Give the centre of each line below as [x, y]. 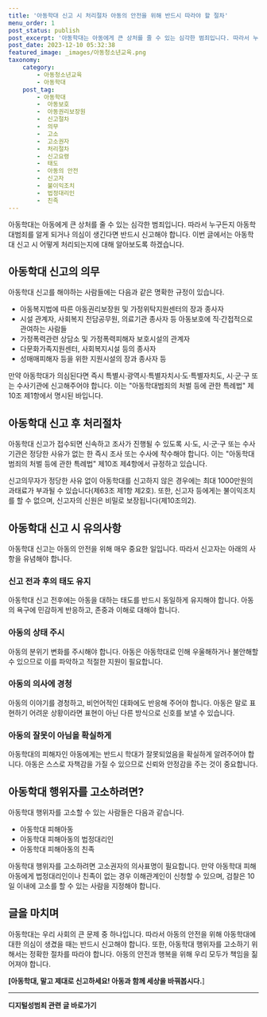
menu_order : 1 [32, 23]
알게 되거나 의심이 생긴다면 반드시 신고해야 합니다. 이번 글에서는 [134, 234]
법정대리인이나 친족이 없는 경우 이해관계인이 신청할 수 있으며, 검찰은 [141, 875]
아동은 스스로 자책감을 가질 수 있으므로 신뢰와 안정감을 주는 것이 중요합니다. [141, 764]
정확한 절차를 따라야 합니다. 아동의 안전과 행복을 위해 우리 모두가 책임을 [139, 954]
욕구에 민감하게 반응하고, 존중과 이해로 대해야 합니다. [98, 610]
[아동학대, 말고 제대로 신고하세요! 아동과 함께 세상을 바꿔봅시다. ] [106, 980]
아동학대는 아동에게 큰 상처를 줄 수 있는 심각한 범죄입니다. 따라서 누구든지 [122, 224]
